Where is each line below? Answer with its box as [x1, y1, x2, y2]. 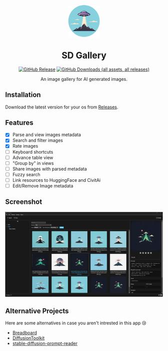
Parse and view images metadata [12, 132, 81, 138]
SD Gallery [61, 50, 106, 61]
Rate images [12, 143, 38, 149]
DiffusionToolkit [12, 335, 45, 341]
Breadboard [12, 330, 37, 336]
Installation [5, 90, 41, 99]
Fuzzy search [12, 171, 40, 177]
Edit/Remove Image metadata [12, 183, 73, 189]
